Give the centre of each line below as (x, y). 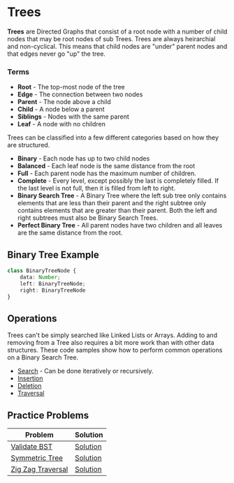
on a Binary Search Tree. (43, 357)
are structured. (29, 145)
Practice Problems (48, 415)
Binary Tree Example (53, 254)
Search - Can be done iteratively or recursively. (85, 371)
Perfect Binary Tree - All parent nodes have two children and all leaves (120, 225)
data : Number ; (40, 277)
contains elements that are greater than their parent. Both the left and (117, 211)
